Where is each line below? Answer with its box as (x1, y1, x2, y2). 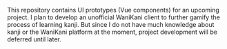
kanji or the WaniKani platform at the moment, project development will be (7, 28, 217, 36)
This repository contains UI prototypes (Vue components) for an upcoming (7, 6, 219, 14)
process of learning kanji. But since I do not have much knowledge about (7, 21, 215, 28)
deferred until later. (7, 35, 62, 43)
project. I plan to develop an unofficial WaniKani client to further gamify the (7, 13, 221, 21)
